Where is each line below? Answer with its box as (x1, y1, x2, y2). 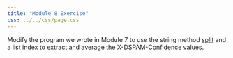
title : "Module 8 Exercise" (7, 10, 89, 17)
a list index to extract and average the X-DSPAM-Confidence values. (7, 43, 204, 51)
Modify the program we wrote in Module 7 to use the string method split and (7, 35, 227, 43)
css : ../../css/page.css (7, 17, 80, 23)
